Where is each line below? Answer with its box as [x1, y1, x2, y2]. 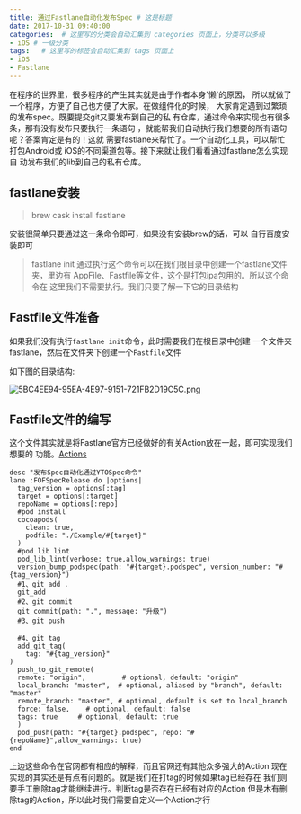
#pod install [17, 508, 66, 517]
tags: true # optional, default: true [17, 712, 179, 721]
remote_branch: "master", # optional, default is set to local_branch [17, 697, 288, 706]
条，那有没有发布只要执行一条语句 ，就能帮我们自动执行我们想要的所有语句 [9, 122, 288, 133]
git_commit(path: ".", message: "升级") [17, 607, 168, 616]
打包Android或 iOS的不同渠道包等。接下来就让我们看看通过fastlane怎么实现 [9, 145, 288, 155]
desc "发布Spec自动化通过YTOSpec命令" [9, 468, 142, 477]
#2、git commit [17, 597, 74, 606]
